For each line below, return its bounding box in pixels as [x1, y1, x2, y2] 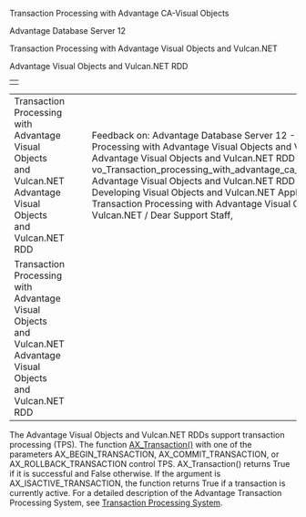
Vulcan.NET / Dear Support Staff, [91, 209, 234, 222]
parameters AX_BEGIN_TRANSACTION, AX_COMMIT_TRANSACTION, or [9, 449, 280, 460]
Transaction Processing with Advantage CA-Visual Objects [9, 8, 229, 18]
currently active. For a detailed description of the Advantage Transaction [9, 488, 282, 498]
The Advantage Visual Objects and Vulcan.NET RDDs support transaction [9, 429, 285, 440]
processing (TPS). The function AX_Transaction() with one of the [9, 439, 252, 450]
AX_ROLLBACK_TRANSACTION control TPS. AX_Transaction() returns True [9, 459, 291, 469]
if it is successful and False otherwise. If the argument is [9, 469, 221, 479]
